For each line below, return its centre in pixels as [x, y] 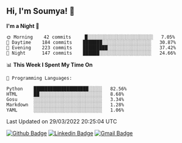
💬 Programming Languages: [39, 78]
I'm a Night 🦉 [23, 26]
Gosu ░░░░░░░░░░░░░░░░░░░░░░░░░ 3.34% [65, 99]
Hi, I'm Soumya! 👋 [41, 11]
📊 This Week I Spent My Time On [49, 65]
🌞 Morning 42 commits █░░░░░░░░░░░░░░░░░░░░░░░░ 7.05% [91, 37]
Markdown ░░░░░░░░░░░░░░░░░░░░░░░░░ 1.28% [65, 105]
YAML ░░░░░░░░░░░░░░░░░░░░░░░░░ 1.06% [65, 110]
